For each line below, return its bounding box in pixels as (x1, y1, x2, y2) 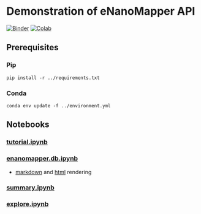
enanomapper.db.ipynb (6, 155, 78, 163)
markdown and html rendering (15, 168, 92, 175)
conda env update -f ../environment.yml (6, 102, 112, 109)
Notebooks (6, 120, 50, 130)
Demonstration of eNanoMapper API (6, 4, 195, 18)
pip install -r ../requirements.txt (6, 75, 100, 81)
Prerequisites (6, 42, 59, 53)
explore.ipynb (6, 200, 49, 208)
